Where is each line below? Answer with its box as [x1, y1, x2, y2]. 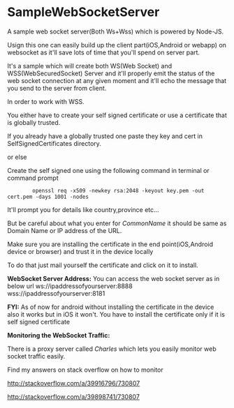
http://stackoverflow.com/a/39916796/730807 [7, 379, 140, 387]
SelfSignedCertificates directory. [7, 139, 101, 147]
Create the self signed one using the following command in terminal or [7, 166, 210, 174]
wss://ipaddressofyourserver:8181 [7, 289, 105, 297]
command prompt [7, 174, 59, 182]
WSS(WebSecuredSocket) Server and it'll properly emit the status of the [7, 69, 215, 77]
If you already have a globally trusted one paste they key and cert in [7, 132, 203, 140]
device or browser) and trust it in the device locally [7, 247, 154, 255]
